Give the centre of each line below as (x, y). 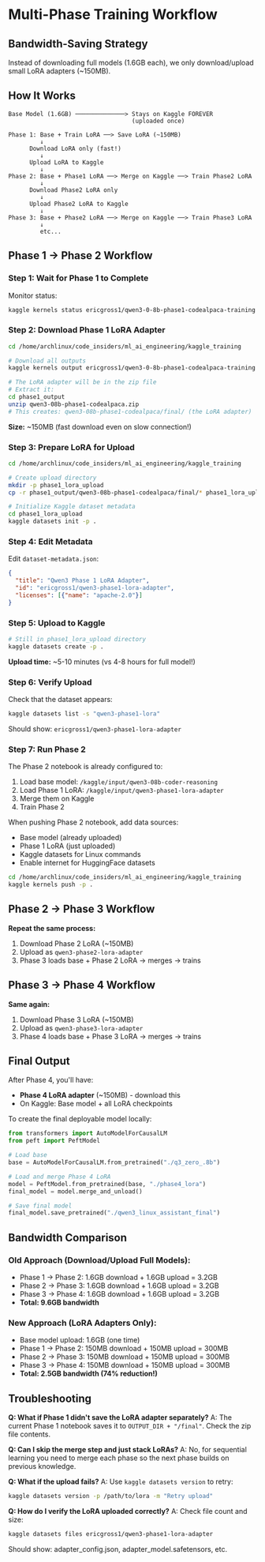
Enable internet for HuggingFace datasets (87, 863)
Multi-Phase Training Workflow (113, 15)
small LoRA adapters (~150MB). (60, 71)
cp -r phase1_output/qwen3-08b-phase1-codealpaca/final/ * (105, 492)
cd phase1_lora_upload (45, 514)
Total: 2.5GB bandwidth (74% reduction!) (88, 1374)
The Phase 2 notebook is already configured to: (86, 767)
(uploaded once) (158, 121)
